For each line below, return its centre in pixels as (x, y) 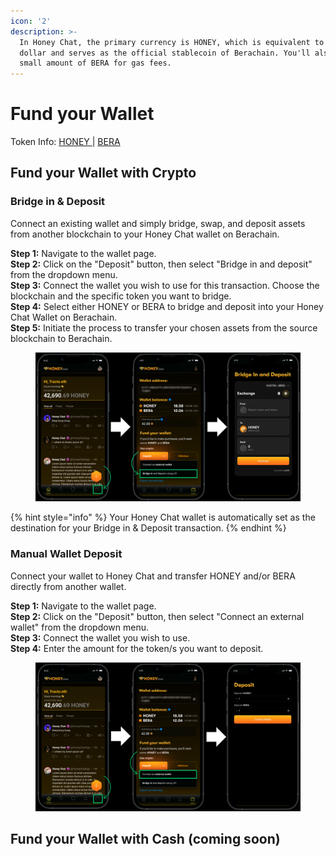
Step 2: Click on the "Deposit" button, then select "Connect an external (157, 616)
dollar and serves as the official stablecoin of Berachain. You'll (165, 53)
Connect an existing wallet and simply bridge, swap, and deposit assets (158, 223)
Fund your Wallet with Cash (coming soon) (145, 839)
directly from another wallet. (68, 586)
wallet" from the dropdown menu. (80, 627)
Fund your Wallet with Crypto (103, 173)
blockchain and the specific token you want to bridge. (121, 296)
